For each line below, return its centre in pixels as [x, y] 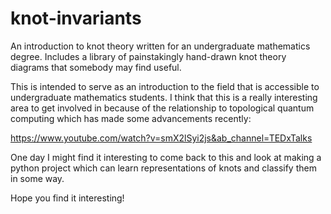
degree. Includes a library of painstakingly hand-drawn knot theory [148, 56]
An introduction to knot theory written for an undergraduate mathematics [160, 46]
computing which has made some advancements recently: [131, 118]
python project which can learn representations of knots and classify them [163, 168]
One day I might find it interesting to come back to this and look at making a [166, 157]
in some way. [37, 178]
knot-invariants [76, 18]
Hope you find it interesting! [67, 198]
